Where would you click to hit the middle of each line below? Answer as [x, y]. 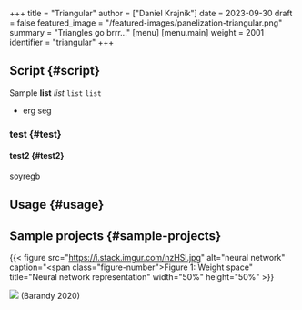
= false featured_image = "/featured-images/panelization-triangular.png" [146, 23]
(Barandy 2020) [50, 296]
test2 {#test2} [37, 156]
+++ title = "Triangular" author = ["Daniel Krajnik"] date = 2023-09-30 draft [151, 13]
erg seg [37, 110]
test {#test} [35, 134]
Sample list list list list [55, 93]
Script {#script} [55, 71]
